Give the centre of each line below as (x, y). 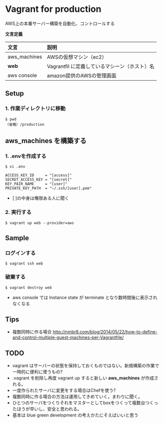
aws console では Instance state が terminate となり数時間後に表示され (85, 297)
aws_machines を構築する (46, 141)
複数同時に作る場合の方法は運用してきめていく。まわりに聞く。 (77, 397)
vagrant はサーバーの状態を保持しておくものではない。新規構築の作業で (86, 366)
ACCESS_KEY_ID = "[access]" (38, 175)
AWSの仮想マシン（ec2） (77, 57)
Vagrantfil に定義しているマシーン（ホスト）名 (101, 66)
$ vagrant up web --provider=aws (40, 223)
